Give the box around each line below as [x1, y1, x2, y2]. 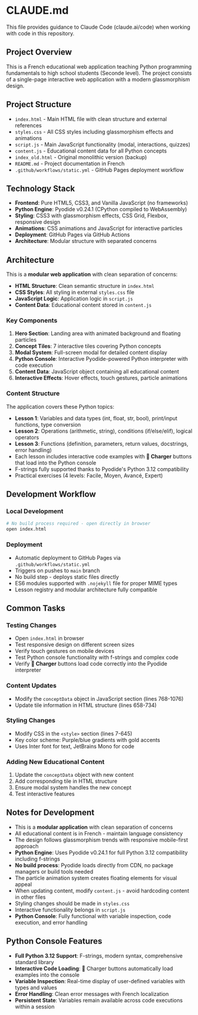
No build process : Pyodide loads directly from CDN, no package [14, 861, 174, 868]
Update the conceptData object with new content [14, 771, 134, 779]
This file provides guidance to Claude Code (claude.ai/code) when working [6, 23, 191, 31]
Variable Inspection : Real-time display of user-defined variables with [14, 977, 185, 984]
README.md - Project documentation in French [14, 160, 125, 167]
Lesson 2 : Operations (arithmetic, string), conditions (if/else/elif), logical [14, 427, 193, 434]
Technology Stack [6, 183, 75, 193]
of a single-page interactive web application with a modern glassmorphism [6, 75, 190, 83]
